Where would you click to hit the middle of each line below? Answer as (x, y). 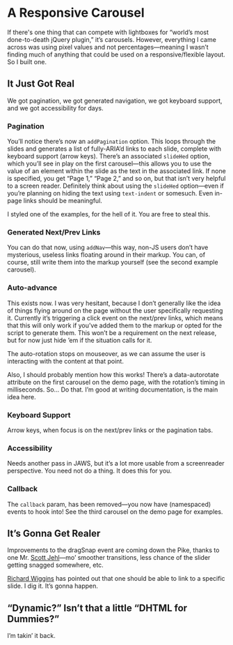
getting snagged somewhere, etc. (56, 565)
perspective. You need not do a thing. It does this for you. (90, 471)
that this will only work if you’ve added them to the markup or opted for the (115, 325)
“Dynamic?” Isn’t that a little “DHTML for (97, 608)
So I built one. (27, 61)
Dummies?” (33, 619)
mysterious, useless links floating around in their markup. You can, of (106, 255)
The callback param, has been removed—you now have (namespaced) (109, 504)
